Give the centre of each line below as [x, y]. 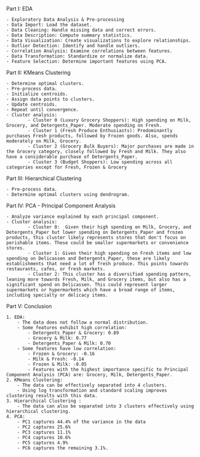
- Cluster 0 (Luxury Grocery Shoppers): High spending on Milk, [110, 120]
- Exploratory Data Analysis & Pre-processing [65, 20]
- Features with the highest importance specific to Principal [108, 370]
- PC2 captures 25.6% [44, 427]
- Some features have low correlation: [67, 349]
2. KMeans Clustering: [34, 380]
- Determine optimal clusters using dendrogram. [68, 194]
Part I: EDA [19, 9]
